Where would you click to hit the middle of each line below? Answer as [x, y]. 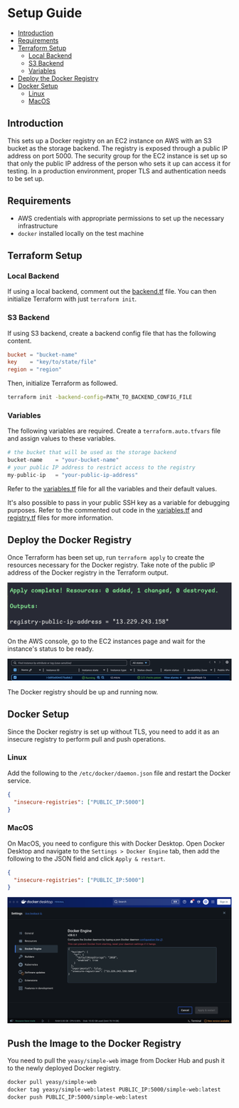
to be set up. [26, 178]
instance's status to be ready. [51, 649]
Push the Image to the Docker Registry [94, 1043]
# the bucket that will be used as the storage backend [92, 453]
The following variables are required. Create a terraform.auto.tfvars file [114, 431]
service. [19, 780]
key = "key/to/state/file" [52, 362]
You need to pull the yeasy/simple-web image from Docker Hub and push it [116, 1061]
